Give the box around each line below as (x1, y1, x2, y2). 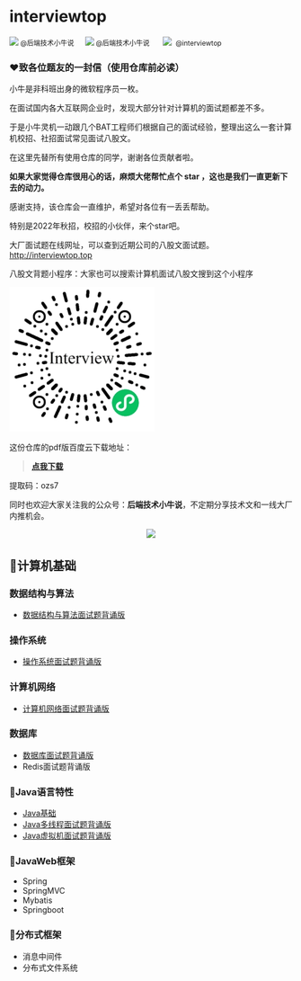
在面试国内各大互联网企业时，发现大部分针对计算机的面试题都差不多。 (9, 103, 270, 113)
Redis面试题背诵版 (22, 761, 92, 771)
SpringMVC (22, 886, 66, 896)
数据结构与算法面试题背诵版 (22, 609, 126, 620)
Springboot (22, 905, 65, 915)
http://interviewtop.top (9, 250, 93, 261)
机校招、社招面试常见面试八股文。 (9, 133, 136, 144)
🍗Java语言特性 (9, 785, 75, 798)
